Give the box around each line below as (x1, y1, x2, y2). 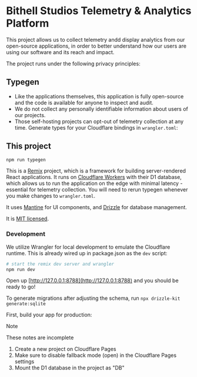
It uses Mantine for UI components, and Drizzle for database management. (6, 204, 187, 211)
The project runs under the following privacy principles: (6, 60, 141, 67)
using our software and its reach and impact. (6, 48, 115, 55)
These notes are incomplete (6, 334, 74, 341)
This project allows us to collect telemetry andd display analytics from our (6, 36, 185, 43)
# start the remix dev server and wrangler (6, 261, 115, 267)
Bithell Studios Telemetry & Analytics (6, 4, 192, 18)
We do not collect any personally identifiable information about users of (14, 105, 188, 113)
